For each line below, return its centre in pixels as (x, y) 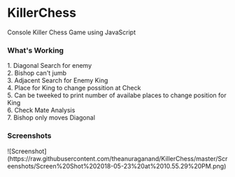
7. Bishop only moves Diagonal (51, 118)
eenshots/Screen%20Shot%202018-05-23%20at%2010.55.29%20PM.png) (117, 166)
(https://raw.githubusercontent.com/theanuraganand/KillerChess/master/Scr (117, 158)
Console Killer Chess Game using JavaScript (72, 32)
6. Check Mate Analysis (41, 111)
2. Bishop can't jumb (37, 73)
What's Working (36, 50)
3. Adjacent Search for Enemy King (58, 80)
